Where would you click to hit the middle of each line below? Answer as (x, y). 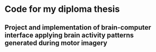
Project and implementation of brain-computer (78, 27)
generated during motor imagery (56, 43)
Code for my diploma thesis (62, 9)
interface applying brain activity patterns (69, 35)
